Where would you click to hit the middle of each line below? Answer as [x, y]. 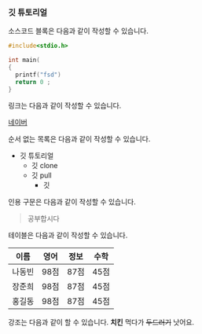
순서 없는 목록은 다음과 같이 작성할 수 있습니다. [79, 138]
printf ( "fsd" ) [38, 75]
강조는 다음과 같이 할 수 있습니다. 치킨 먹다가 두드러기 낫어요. [101, 322]
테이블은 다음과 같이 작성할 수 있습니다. [68, 235]
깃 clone [44, 165]
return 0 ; [33, 82]
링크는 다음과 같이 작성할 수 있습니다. [65, 105]
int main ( [24, 61]
